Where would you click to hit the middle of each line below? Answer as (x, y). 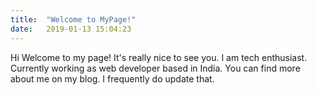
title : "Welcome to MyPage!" (73, 19)
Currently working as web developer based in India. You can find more (155, 68)
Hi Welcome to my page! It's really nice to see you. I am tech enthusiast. (159, 57)
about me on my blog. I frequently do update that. (112, 78)
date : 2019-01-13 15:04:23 (71, 29)
